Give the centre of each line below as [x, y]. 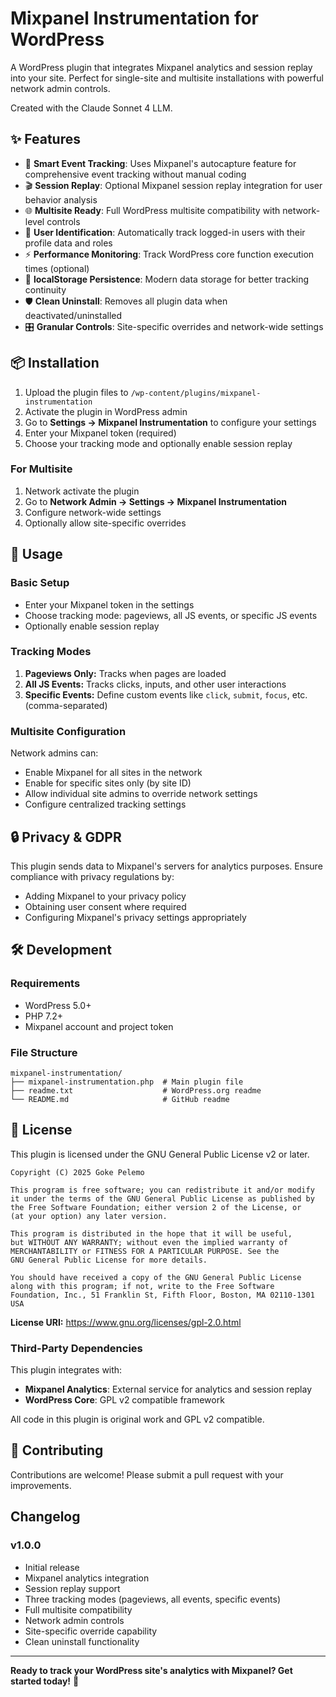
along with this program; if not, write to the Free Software [142, 1286]
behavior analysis [61, 199]
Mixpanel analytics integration [87, 1578]
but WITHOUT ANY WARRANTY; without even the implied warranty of [149, 1242]
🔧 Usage [36, 554]
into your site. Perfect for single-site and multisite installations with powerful [167, 78]
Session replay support [72, 1588]
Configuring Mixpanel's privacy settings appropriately [135, 917]
